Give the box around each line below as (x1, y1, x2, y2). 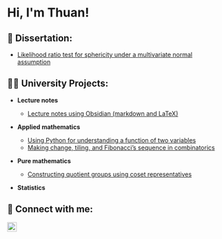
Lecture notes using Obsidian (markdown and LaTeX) (27, 109, 179, 118)
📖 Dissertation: (7, 32, 72, 44)
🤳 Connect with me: (7, 203, 93, 215)
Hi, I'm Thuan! (7, 5, 90, 21)
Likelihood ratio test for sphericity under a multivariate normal (17, 50, 193, 59)
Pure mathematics (17, 156, 71, 165)
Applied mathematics (17, 123, 81, 131)
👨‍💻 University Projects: (7, 78, 109, 90)
